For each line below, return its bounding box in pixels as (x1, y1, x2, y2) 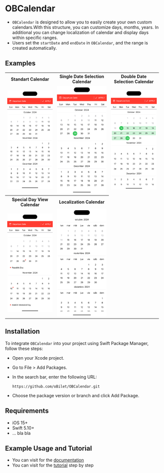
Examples (5, 59, 36, 67)
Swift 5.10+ (12, 425, 35, 430)
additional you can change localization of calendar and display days (12, 29, 149, 35)
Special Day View (12, 196, 48, 202)
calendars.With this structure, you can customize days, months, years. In (12, 24, 159, 30)
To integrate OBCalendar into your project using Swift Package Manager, (5, 340, 149, 346)
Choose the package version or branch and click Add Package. (12, 392, 140, 398)
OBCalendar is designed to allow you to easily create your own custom (12, 19, 152, 25)
